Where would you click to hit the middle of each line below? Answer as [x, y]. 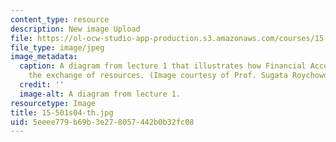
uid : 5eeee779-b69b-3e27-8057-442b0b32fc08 [102, 122]
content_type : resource [60, 19]
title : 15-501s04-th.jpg [62, 112]
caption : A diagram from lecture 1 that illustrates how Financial [163, 66]
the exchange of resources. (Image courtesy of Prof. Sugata [158, 76]
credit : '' [42, 85]
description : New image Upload [75, 29]
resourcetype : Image [53, 103]
